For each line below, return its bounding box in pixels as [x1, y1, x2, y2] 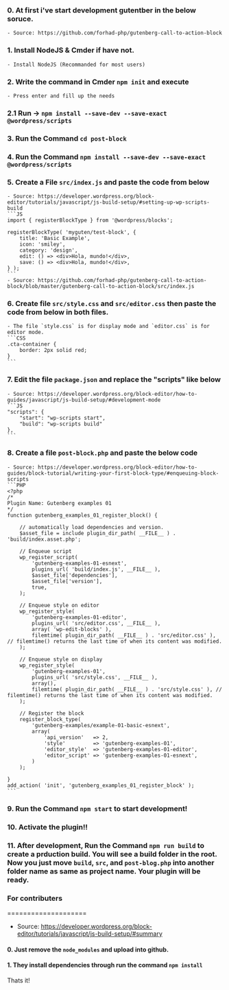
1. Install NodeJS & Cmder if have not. [7, 45, 135, 55]
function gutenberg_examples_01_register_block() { [7, 512, 158, 519]
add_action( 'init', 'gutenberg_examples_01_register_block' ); [7, 781, 195, 789]
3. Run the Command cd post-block [7, 133, 127, 143]
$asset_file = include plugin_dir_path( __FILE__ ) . [19, 530, 176, 537]
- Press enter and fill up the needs [7, 92, 115, 99]
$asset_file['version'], [32, 578, 103, 585]
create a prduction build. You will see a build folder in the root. [7, 849, 217, 859]
